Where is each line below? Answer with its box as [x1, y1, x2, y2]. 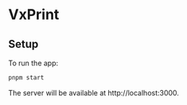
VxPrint [8, 6, 60, 24]
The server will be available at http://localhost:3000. [8, 87, 179, 97]
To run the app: [8, 58, 59, 68]
